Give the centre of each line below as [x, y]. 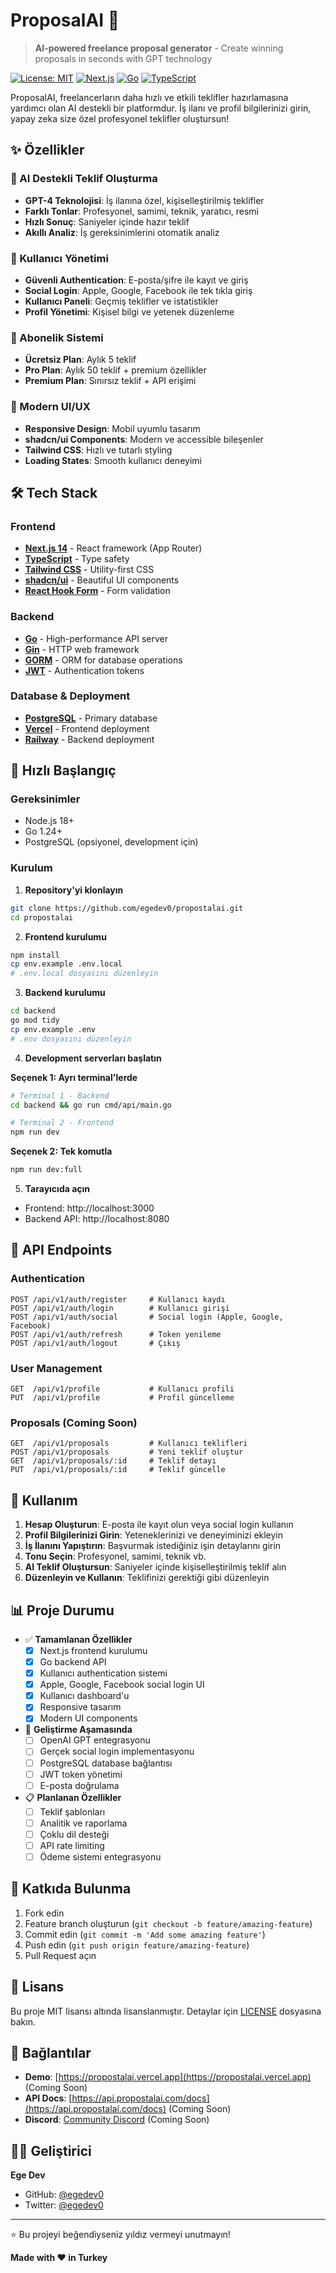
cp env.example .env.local [66, 964]
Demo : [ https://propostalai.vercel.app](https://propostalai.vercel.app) [168, 2077]
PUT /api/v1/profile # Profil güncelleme [122, 1398]
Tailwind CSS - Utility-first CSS [89, 570]
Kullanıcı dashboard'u [84, 1696]
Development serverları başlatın [93, 1058]
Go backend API [73, 1662]
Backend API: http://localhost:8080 [97, 1219]
